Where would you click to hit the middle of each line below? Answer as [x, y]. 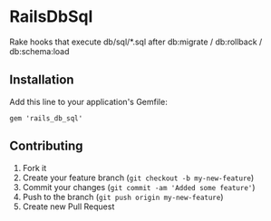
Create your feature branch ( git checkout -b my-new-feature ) [138, 178]
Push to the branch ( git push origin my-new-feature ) [123, 197]
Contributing [46, 146]
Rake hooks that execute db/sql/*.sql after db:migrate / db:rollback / [136, 42]
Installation [42, 80]
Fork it [34, 168]
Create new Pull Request [68, 207]
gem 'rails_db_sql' [46, 118]
